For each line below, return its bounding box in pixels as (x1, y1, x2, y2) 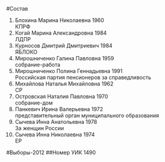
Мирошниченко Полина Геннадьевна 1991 (14, 68, 123, 74)
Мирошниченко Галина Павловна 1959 (14, 55, 115, 62)
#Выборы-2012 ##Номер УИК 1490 (6, 149, 96, 156)
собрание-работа (14, 61, 61, 68)
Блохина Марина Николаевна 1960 (14, 17, 104, 23)
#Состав (6, 5, 28, 12)
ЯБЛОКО (14, 48, 38, 56)
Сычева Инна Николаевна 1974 (14, 131, 95, 138)
